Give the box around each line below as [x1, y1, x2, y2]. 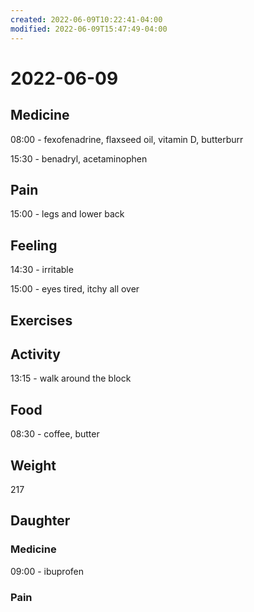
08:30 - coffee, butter [10, 428, 100, 440]
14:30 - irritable [10, 264, 74, 276]
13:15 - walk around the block [10, 372, 132, 385]
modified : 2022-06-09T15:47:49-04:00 [10, 24, 168, 34]
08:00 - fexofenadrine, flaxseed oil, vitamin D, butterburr [10, 133, 244, 145]
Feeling [10, 237, 58, 254]
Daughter [10, 512, 71, 530]
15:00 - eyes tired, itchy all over [10, 283, 140, 295]
